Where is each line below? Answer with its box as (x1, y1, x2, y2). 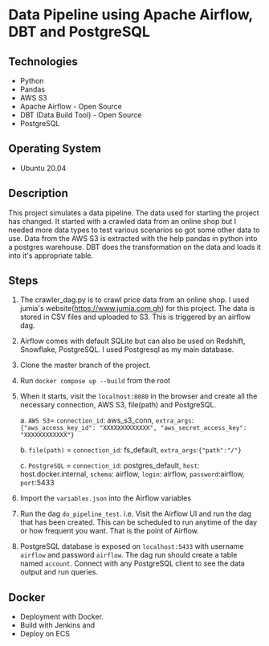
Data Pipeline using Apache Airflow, (8, 6, 253, 24)
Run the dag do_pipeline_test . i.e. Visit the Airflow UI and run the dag (19, 509, 251, 519)
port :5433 (19, 478, 55, 488)
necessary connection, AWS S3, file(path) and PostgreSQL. (19, 400, 217, 410)
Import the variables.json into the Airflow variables (19, 493, 191, 503)
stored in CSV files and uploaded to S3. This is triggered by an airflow (19, 312, 251, 322)
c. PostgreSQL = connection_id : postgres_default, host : (19, 460, 200, 471)
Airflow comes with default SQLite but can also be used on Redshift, (19, 336, 246, 346)
